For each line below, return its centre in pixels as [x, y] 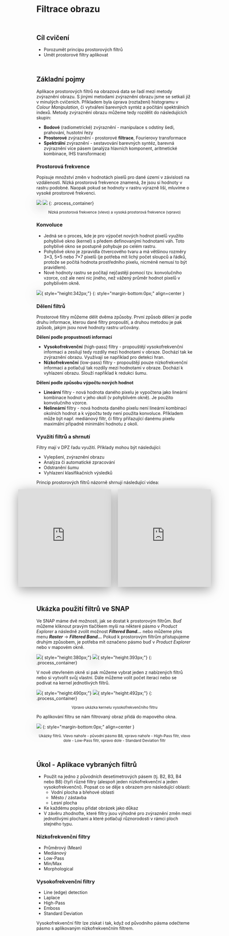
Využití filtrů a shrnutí [63, 437]
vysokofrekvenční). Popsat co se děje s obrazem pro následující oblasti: [117, 787]
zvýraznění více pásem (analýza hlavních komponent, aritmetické [110, 148]
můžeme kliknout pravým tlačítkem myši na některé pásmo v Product [107, 626]
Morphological [58, 869]
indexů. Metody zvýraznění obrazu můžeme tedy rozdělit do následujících [112, 112]
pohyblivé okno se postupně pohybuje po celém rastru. [100, 246]
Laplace [52, 898]
